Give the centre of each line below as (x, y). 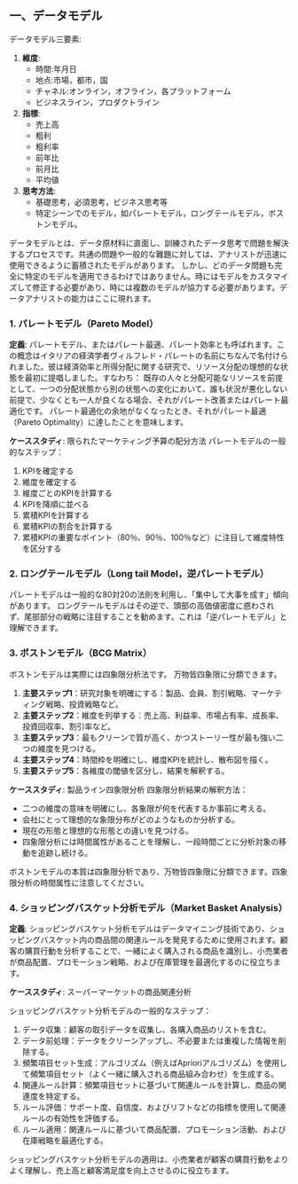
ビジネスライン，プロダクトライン (97, 102)
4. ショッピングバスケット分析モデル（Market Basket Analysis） (149, 907)
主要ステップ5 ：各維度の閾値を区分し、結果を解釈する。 (125, 771)
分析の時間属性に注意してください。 (82, 882)
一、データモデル (56, 16)
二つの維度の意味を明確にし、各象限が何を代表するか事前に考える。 (146, 808)
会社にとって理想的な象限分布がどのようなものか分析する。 (130, 819)
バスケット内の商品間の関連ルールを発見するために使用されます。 (160, 940)
